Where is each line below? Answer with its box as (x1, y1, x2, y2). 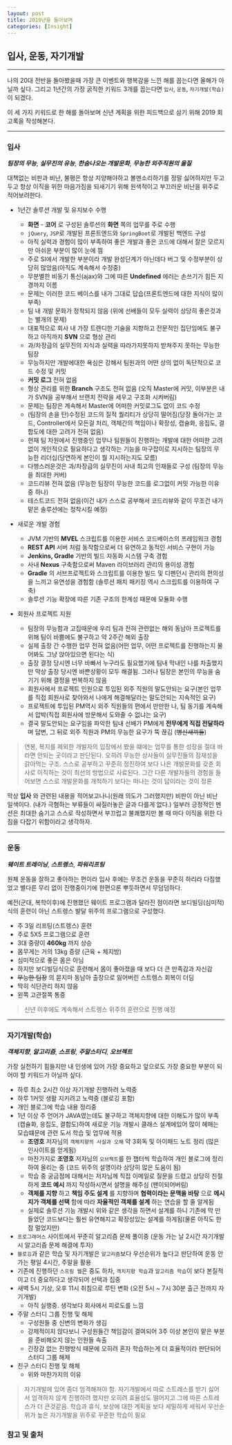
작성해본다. (25, 117, 56, 125)
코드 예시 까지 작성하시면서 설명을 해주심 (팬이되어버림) (40, 1181, 188, 1189)
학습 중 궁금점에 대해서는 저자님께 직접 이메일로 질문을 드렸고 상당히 (27, 1172, 211, 1181)
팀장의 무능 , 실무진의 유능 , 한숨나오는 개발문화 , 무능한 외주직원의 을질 (7, 159, 192, 168)
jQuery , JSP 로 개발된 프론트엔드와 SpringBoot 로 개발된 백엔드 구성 (27, 229, 206, 237)
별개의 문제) (35, 316, 67, 324)
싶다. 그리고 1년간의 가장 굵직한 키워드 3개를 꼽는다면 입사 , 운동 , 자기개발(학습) (19, 85, 224, 93)
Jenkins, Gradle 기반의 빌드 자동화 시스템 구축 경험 (27, 552, 168, 560)
